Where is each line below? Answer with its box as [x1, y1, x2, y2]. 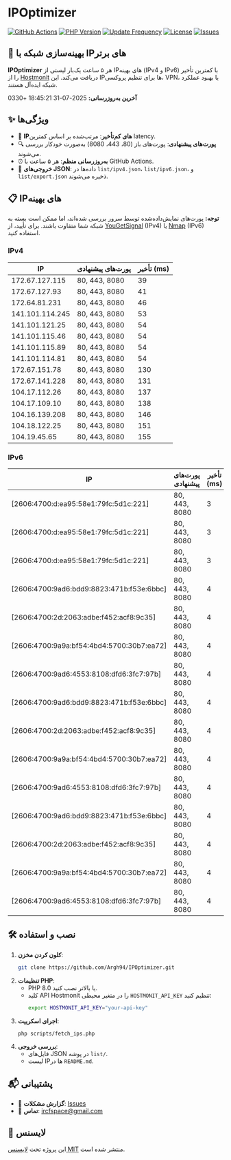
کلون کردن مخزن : [17, 950, 64, 959]
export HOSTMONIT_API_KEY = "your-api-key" [27, 1004, 148, 1011]
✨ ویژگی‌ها [8, 113, 49, 125]
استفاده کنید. [8, 229, 40, 237]
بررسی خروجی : [17, 1042, 58, 1051]
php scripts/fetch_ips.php [17, 1030, 95, 1037]
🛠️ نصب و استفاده [8, 929, 76, 941]
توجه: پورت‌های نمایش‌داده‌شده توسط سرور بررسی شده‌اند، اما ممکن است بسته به [8, 215, 219, 223]
